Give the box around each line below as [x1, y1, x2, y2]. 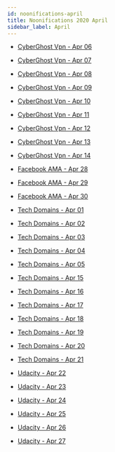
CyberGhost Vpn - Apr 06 [17, 43, 93, 51]
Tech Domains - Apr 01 [17, 206, 84, 214]
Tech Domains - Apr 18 [17, 314, 84, 323]
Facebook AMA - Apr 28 [17, 165, 88, 173]
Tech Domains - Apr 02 [17, 219, 86, 228]
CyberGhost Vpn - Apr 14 [17, 152, 91, 160]
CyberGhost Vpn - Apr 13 [17, 138, 91, 146]
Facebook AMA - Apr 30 [17, 192, 88, 201]
